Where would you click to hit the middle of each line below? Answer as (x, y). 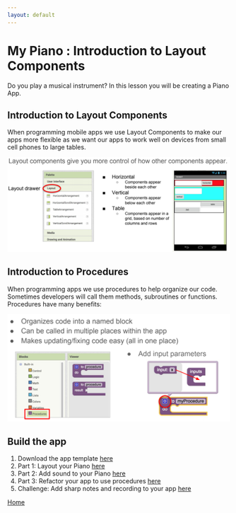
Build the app (37, 441)
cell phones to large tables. (47, 147)
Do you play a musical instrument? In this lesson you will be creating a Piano (118, 86)
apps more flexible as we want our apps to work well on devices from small (117, 140)
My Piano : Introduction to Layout (107, 51)
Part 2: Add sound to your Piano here (71, 473)
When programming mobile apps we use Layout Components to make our (115, 132)
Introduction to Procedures (68, 272)
